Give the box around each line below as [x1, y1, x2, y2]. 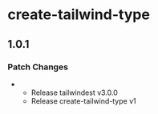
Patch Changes [7, 61, 69, 73]
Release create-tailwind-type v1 [30, 96, 137, 105]
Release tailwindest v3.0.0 [30, 88, 118, 97]
